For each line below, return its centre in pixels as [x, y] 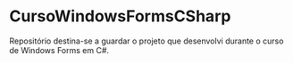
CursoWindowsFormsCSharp [120, 16]
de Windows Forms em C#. [59, 50]
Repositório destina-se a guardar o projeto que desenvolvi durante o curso [146, 41]
